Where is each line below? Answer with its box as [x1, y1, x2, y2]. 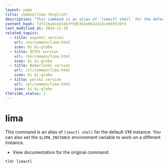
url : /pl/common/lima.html [14, 81, 70, 86]
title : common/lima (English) [5, 12, 68, 17]
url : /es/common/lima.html [14, 40, 70, 45]
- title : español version [9, 35, 64, 40]
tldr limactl [5, 159, 32, 164]
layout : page [5, 7, 32, 12]
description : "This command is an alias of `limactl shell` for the [5, 16, 151, 21]
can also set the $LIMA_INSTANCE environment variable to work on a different [5, 134, 161, 140]
